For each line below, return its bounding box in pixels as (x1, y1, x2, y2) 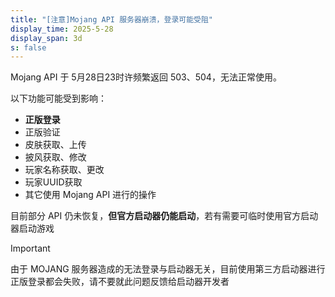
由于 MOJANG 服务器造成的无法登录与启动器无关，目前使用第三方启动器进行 (10, 263, 326, 275)
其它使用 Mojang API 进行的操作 (24, 189, 157, 201)
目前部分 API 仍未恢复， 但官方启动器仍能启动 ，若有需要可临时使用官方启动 (10, 210, 319, 222)
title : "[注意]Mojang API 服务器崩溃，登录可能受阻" (10, 14, 213, 25)
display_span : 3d (10, 33, 83, 43)
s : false (10, 42, 47, 53)
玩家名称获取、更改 (24, 164, 105, 176)
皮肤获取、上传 (24, 139, 87, 151)
